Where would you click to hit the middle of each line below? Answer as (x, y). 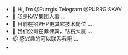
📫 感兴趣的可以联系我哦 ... (45, 39)
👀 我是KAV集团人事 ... (39, 16)
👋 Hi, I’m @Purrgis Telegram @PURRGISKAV (67, 9)
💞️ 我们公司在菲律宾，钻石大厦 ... (52, 31)
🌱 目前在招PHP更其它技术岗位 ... (52, 24)
